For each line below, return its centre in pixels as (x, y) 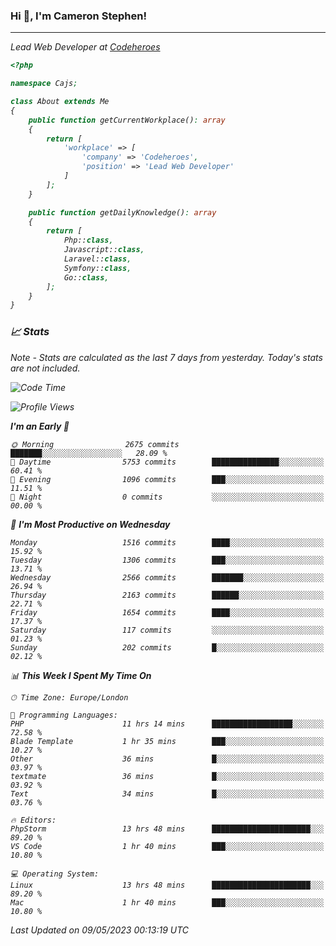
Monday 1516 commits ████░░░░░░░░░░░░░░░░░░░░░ (167, 542)
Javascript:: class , (104, 250)
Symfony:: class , (97, 268)
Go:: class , (86, 277)
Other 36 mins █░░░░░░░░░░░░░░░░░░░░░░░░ (167, 759)
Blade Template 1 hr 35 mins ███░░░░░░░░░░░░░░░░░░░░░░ (167, 741)
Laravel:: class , (97, 259)
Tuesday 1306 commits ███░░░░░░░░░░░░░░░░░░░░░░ (167, 560)
